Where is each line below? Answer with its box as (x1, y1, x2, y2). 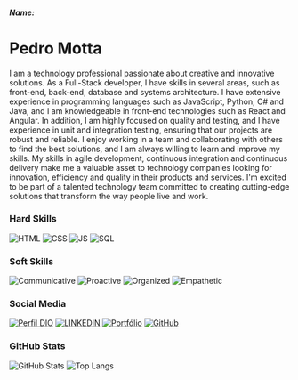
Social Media (9, 298, 67, 311)
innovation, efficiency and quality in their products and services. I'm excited (9, 172, 287, 182)
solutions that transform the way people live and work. (9, 190, 209, 201)
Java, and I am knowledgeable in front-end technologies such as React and (9, 105, 286, 116)
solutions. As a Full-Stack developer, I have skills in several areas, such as (9, 77, 280, 88)
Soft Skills (9, 255, 54, 267)
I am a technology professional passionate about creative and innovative (9, 68, 275, 78)
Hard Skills (9, 213, 57, 225)
